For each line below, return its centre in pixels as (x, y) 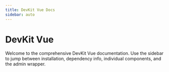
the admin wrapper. (25, 64)
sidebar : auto (20, 15)
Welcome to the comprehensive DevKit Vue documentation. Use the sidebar (84, 53)
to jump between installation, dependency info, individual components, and (83, 59)
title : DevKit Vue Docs (30, 10)
